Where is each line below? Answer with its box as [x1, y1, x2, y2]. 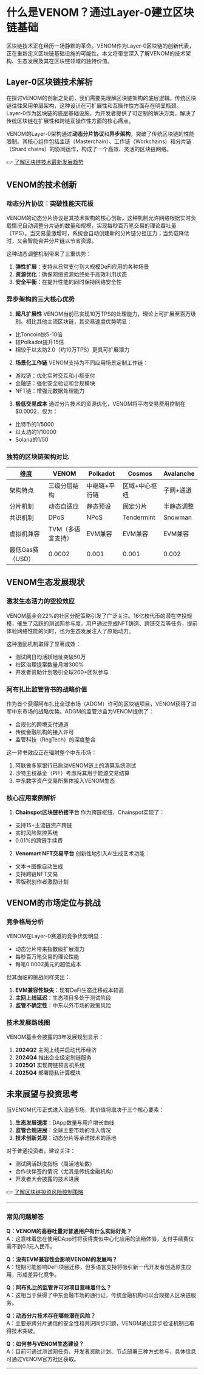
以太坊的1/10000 [15, 428, 56, 436]
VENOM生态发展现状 [6, 577, 85, 588]
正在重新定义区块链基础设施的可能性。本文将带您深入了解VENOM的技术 [6, 49, 186, 57]
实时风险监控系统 [15, 829, 58, 836]
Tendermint [122, 513, 156, 521]
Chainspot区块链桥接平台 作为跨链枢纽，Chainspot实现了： [15, 808, 165, 816]
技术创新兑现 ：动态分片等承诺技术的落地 [15, 1134, 117, 1142]
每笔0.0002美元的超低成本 [15, 961, 81, 967]
